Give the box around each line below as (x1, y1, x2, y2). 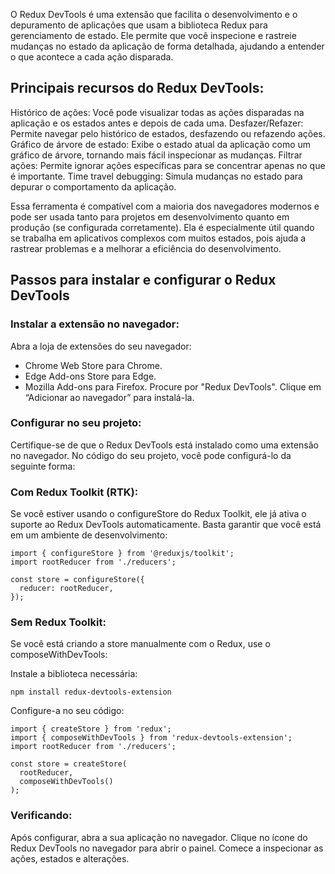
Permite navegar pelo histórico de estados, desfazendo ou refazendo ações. (10, 127, 326, 139)
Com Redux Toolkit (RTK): (10, 485, 139, 499)
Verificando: (10, 809, 73, 823)
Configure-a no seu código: (10, 705, 125, 717)
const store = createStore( (10, 759, 128, 769)
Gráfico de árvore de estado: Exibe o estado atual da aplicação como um (10, 138, 312, 150)
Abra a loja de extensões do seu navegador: (10, 340, 192, 352)
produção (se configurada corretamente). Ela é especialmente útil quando (10, 221, 315, 233)
